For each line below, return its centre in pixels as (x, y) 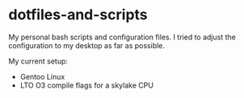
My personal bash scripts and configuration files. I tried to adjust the (122, 37)
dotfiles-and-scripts (78, 15)
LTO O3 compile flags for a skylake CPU (86, 85)
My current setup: (38, 61)
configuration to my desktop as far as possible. (87, 45)
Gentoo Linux (42, 76)
